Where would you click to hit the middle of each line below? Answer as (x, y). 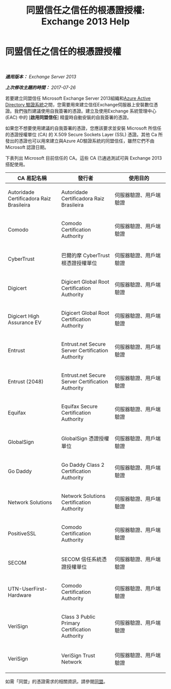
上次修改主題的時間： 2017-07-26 (41, 87)
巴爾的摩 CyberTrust (85, 255)
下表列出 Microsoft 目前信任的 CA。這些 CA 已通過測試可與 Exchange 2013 (83, 158)
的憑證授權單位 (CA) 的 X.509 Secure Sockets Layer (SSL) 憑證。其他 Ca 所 (84, 134)
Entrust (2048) (26, 381)
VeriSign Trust (78, 655)
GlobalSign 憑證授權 (85, 438)
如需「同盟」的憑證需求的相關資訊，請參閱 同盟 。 (56, 681)
